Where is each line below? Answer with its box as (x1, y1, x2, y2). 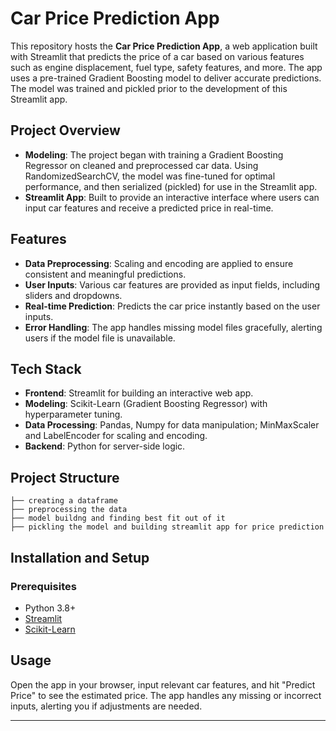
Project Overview (10, 122, 121, 139)
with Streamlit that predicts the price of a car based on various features (10, 50, 305, 62)
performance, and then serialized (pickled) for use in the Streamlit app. (24, 180, 318, 192)
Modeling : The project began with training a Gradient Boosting (24, 148, 284, 161)
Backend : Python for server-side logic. (24, 440, 186, 452)
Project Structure (10, 469, 120, 486)
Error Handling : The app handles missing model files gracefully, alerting (24, 321, 323, 333)
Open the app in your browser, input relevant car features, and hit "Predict (10, 678, 316, 691)
